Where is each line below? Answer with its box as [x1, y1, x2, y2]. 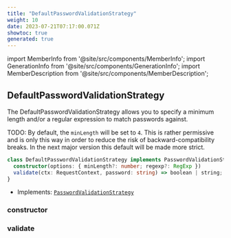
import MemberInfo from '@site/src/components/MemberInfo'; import [7, 54, 206, 63]
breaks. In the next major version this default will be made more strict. [7, 143, 205, 151]
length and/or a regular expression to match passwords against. [7, 115, 188, 123]
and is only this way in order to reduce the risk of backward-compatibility [7, 135, 215, 143]
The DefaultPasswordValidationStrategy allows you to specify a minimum [7, 108, 214, 116]
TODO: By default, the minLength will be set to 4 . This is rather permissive [7, 128, 214, 137]
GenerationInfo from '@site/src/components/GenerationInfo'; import [7, 62, 201, 70]
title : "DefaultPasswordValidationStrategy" [7, 10, 137, 17]
